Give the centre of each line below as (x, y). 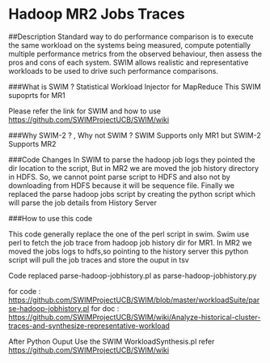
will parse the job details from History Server (83, 203)
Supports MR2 (32, 143)
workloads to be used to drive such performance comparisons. (113, 70)
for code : (25, 291)
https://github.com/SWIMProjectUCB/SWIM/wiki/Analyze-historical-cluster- (135, 317)
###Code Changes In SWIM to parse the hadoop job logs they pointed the (132, 160)
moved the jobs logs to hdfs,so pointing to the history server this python (129, 251)
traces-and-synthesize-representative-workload (89, 326)
